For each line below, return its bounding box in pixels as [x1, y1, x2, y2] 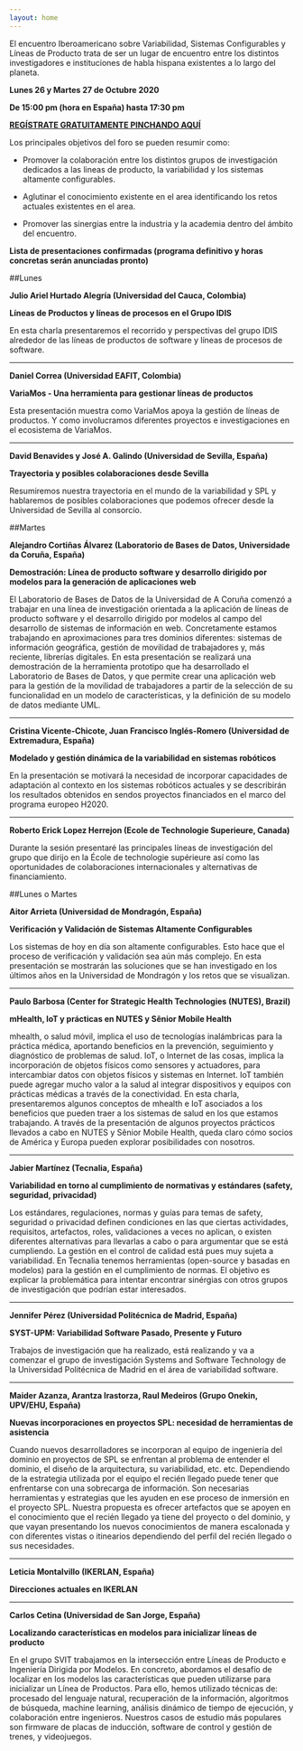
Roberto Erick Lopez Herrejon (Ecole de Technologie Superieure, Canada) [9, 824, 290, 836]
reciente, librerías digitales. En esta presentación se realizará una [9, 651, 252, 662]
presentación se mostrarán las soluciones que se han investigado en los [9, 960, 278, 971]
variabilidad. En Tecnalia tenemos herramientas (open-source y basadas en [9, 1255, 290, 1266]
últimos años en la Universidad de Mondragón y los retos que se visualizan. [9, 969, 290, 980]
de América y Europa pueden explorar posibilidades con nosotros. [9, 1136, 255, 1147]
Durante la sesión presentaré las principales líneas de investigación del [9, 842, 273, 853]
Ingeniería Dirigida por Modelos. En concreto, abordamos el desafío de [9, 1663, 272, 1674]
